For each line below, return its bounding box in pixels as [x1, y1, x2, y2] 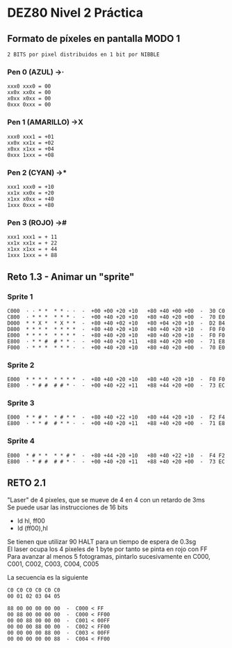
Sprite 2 [7, 360, 35, 370]
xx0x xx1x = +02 [7, 139, 54, 146]
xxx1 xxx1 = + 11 [7, 233, 58, 241]
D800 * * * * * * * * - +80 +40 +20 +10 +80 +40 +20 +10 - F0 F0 [7, 325, 226, 332]
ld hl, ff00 [17, 516, 45, 525]
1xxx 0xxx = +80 [7, 201, 54, 208]
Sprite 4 [7, 436, 35, 446]
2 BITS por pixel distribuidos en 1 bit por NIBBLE [7, 51, 160, 58]
